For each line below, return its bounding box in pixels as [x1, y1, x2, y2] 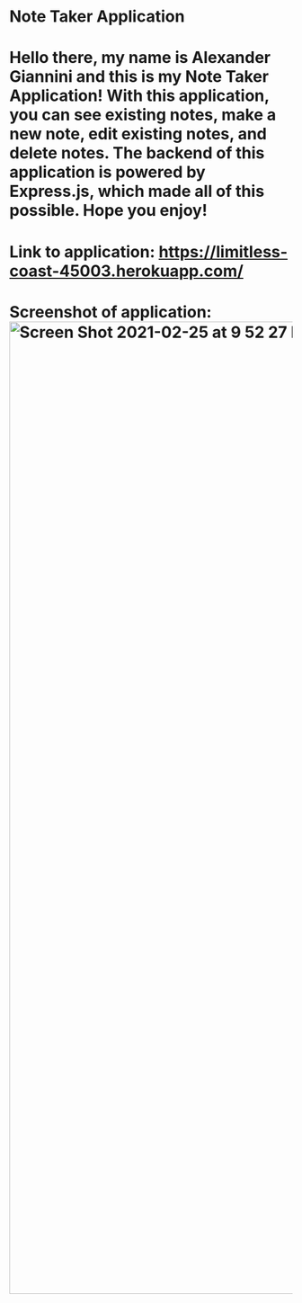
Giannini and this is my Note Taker [9, 67, 270, 87]
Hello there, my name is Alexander [9, 48, 271, 68]
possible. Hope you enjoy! [9, 201, 209, 221]
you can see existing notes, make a [9, 105, 277, 125]
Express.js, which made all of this [9, 182, 265, 201]
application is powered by [9, 162, 206, 183]
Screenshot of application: [9, 301, 212, 322]
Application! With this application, [9, 85, 270, 106]
